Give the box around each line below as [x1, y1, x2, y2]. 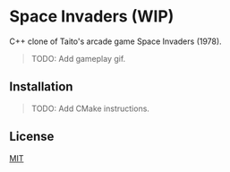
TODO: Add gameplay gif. [30, 53, 126, 64]
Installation [9, 79, 73, 95]
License [9, 129, 55, 144]
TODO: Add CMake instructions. [30, 103, 150, 114]
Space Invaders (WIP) [9, 6, 175, 27]
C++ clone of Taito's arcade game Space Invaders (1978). [9, 36, 222, 47]
